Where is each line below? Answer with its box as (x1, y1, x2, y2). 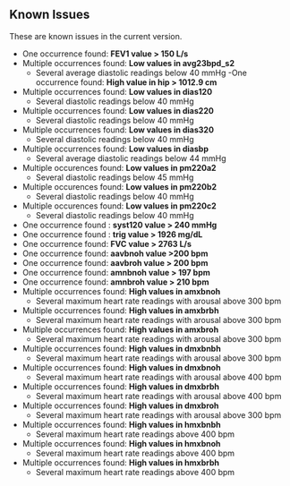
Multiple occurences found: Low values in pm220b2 (21, 181, 217, 192)
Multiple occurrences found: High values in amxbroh (21, 324, 219, 335)
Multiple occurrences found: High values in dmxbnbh (21, 343, 221, 354)
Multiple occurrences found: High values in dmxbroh (21, 400, 219, 411)
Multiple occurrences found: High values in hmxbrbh (21, 456, 219, 468)
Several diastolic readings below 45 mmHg (35, 172, 194, 183)
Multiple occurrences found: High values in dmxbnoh (21, 362, 221, 372)
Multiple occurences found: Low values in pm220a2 (21, 162, 217, 173)
